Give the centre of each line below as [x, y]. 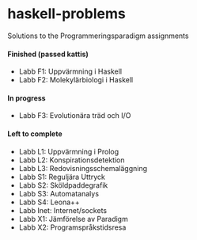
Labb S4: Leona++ [49, 202]
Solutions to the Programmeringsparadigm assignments [98, 36]
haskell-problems [66, 14]
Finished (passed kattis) [48, 54]
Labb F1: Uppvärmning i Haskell [70, 71]
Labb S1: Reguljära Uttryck [62, 177]
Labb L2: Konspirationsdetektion [72, 160]
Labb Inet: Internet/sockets [63, 210]
